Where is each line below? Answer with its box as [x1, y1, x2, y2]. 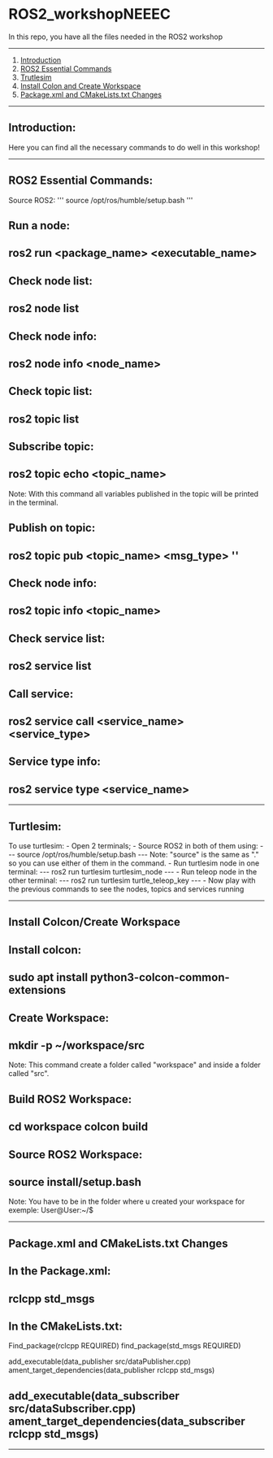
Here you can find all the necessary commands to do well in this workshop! [8, 142, 260, 152]
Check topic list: [8, 384, 93, 398]
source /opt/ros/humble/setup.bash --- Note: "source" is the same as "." [16, 850, 259, 860]
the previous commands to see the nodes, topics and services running [8, 884, 245, 894]
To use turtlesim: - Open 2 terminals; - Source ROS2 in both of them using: [8, 841, 258, 851]
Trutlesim [19, 72, 52, 82]
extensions [8, 983, 67, 997]
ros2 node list [8, 302, 80, 315]
